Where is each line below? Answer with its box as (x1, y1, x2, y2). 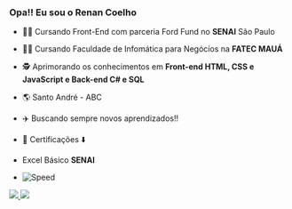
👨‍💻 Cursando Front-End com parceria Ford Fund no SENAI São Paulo (21, 27, 275, 37)
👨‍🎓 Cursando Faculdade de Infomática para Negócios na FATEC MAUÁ (21, 44, 283, 54)
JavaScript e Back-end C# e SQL (21, 74, 145, 85)
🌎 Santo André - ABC (21, 92, 102, 103)
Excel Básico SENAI (21, 155, 95, 165)
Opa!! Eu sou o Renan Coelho (9, 6, 138, 19)
